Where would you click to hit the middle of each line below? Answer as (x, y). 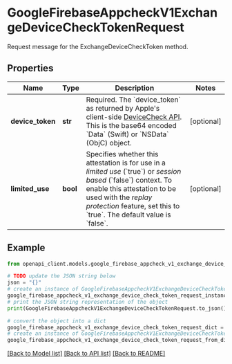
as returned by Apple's (123, 108)
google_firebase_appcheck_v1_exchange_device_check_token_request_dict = (116, 327)
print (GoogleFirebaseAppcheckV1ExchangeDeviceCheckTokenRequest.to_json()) (118, 308)
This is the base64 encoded (132, 125)
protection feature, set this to (133, 206)
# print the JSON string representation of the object (88, 302)
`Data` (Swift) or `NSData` (127, 134)
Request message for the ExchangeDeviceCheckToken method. (98, 46)
